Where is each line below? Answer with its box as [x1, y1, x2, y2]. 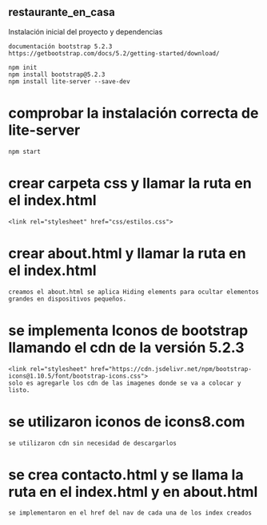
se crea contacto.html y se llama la [8, 466, 244, 483]
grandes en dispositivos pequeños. [8, 295, 127, 303]
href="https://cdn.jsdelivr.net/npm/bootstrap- [90, 365, 252, 373]
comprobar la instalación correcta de [8, 104, 259, 122]
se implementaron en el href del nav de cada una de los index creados [8, 509, 252, 517]
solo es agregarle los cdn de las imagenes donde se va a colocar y [8, 379, 241, 387]
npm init [8, 63, 38, 71]
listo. [8, 386, 30, 394]
